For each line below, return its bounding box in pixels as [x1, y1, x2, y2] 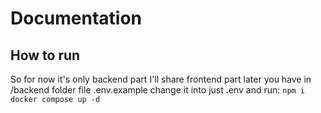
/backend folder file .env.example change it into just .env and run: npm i [10, 84, 306, 96]
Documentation [10, 7, 143, 30]
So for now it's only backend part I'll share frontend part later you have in [10, 73, 312, 85]
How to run [10, 47, 81, 64]
